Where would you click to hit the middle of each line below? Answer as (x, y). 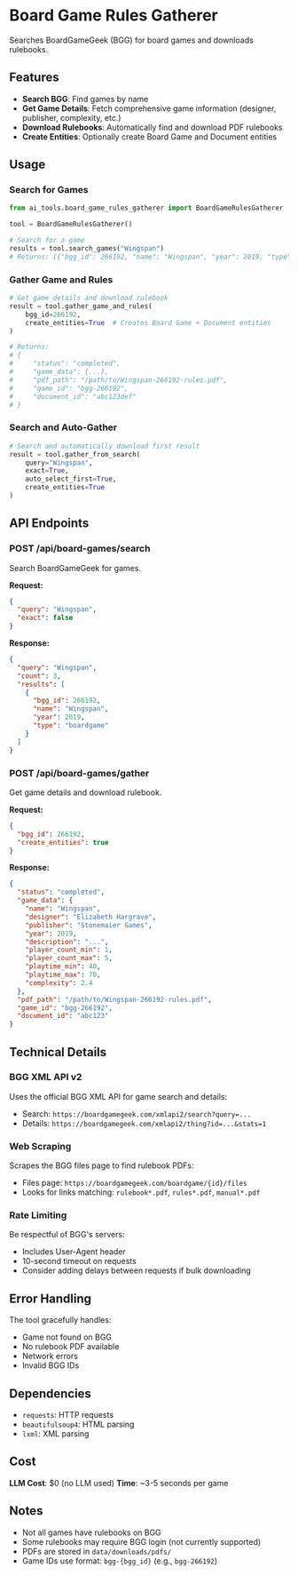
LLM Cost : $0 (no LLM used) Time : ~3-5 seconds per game (119, 1483)
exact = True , (47, 471)
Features (34, 78)
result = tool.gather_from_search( (75, 454)
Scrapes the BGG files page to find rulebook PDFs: (102, 1165)
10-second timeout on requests (79, 1261)
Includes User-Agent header (74, 1252)
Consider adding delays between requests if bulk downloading (136, 1270)
